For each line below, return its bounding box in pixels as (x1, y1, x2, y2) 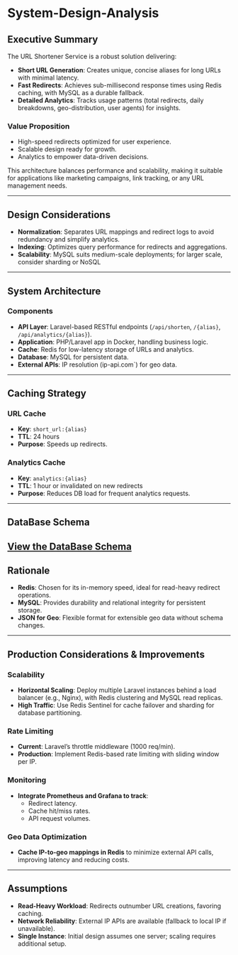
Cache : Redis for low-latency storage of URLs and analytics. (17, 345, 195, 353)
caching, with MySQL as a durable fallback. (17, 89, 144, 97)
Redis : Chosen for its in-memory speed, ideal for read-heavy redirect (17, 583, 220, 592)
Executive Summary (7, 33, 98, 45)
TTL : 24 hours (17, 432, 60, 441)
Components (7, 306, 53, 316)
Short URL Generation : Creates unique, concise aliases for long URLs (17, 66, 221, 74)
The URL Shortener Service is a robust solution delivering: (7, 52, 177, 60)
